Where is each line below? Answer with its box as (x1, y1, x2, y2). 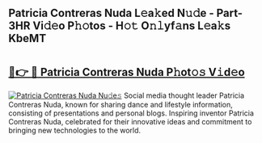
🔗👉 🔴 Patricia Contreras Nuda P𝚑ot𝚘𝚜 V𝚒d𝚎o (8, 65, 245, 79)
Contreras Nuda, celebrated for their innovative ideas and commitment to (8, 117, 252, 126)
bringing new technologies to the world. (8, 125, 142, 135)
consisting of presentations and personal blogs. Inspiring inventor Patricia (8, 108, 255, 118)
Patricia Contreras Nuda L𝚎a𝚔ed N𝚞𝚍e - (8, 6, 214, 20)
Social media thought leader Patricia (124, 90, 245, 100)
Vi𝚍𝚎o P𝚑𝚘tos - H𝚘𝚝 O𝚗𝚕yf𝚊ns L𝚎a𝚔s (32, 19, 231, 33)
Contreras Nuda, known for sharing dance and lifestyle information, (8, 100, 233, 109)
